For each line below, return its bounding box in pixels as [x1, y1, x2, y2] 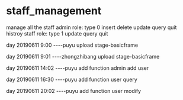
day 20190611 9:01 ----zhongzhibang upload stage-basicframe [6, 53, 160, 60]
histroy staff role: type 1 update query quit [6, 30, 108, 37]
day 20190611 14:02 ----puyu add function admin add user [6, 64, 149, 72]
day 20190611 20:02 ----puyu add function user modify [6, 87, 141, 94]
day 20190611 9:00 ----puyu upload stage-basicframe [6, 41, 138, 49]
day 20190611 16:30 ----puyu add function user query [6, 76, 137, 83]
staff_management [6, 4, 102, 18]
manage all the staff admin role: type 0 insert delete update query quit [6, 24, 177, 31]
